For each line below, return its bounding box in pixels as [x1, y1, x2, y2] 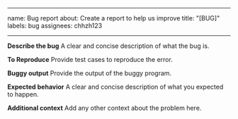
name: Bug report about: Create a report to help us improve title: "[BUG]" [7, 14, 220, 22]
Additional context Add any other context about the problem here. [7, 104, 202, 112]
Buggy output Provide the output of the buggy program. [7, 69, 172, 77]
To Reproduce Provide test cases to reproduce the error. [7, 56, 174, 63]
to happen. [7, 90, 39, 99]
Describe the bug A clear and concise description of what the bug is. [7, 42, 210, 50]
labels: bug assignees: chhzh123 [7, 22, 103, 30]
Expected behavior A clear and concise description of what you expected [7, 82, 224, 91]
